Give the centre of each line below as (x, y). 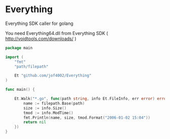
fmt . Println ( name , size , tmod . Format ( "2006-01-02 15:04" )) (87, 118)
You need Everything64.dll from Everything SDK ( (57, 33)
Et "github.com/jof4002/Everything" (53, 76)
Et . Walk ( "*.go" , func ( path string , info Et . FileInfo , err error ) (85, 99)
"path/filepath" (32, 66)
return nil (35, 122)
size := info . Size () (45, 108)
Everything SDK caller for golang (39, 23)
